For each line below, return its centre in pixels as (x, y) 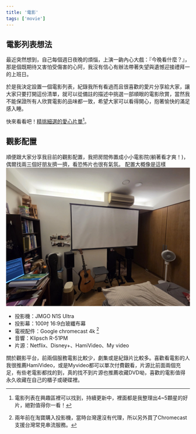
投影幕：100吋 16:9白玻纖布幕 (50, 323)
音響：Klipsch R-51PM (41, 338)
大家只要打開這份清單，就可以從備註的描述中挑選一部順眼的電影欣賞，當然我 (98, 94)
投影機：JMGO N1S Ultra (44, 316)
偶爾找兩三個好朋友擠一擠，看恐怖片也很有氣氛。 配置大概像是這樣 (86, 164)
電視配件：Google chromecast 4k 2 (57, 330)
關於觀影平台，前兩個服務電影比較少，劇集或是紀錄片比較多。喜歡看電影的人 (98, 358)
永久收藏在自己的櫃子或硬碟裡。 (44, 380)
